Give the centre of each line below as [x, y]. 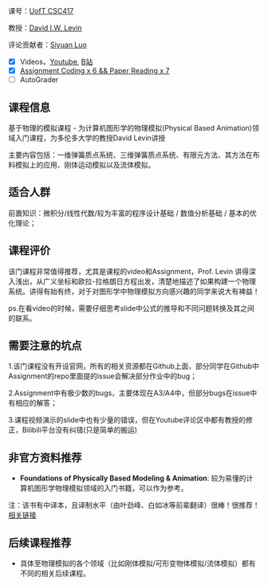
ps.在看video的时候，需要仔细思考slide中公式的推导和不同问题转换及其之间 [132, 308]
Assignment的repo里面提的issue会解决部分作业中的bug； [103, 376]
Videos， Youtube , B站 [56, 62]
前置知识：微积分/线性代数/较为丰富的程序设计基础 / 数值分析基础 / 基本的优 [132, 213]
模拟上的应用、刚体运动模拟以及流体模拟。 [85, 165]
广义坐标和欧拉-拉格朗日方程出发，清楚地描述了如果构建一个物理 [150, 281]
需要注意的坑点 [45, 346]
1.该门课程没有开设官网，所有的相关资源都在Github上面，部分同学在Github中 [134, 366]
